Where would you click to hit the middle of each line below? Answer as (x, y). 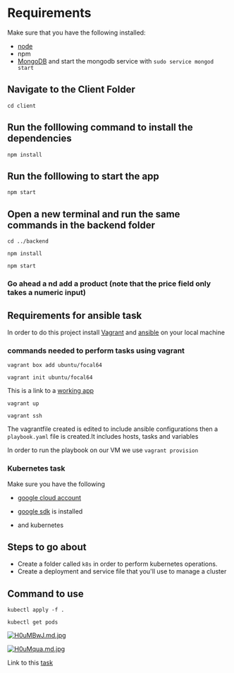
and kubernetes (41, 525)
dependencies (39, 139)
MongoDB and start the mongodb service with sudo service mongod (115, 61)
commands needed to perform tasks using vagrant (96, 351)
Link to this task (30, 663)
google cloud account (49, 497)
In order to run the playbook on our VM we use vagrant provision (103, 450)
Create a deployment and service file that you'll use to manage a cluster (122, 571)
